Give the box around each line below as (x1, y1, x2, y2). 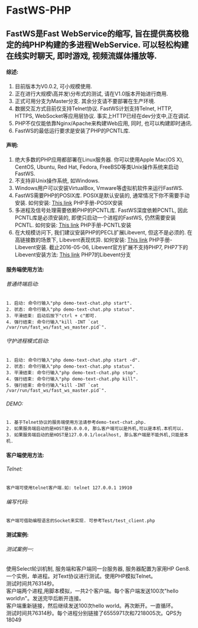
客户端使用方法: (6, 451, 44, 459)
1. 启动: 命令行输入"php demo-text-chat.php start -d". (6, 357, 141, 363)
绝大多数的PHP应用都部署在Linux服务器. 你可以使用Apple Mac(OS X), (14, 156, 184, 163)
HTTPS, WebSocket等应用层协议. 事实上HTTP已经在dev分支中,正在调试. (14, 112, 190, 119)
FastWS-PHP (6, 4, 72, 17)
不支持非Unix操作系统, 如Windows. (14, 177, 100, 184)
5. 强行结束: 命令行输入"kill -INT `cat (6, 382, 99, 388)
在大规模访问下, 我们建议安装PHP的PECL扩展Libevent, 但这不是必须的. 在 (14, 228, 193, 236)
